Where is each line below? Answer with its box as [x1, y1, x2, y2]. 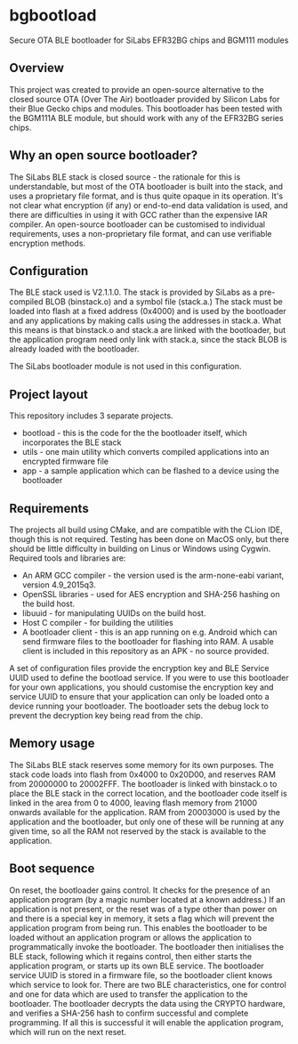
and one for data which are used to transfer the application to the [9, 989, 248, 999]
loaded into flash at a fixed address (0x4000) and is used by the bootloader [9, 306, 286, 317]
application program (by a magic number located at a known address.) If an [9, 894, 286, 904]
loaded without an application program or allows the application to [9, 932, 252, 943]
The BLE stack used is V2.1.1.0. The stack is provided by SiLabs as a [9, 287, 258, 298]
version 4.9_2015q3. [21, 579, 96, 590]
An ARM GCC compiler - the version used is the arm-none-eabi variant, [21, 571, 285, 580]
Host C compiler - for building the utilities [21, 618, 173, 627]
